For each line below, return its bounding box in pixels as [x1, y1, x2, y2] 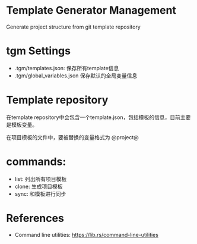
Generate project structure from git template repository [6, 23, 141, 30]
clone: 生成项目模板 [14, 183, 63, 190]
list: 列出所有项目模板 [14, 175, 67, 182]
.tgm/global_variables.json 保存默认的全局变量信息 [14, 72, 138, 79]
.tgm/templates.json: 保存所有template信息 [14, 64, 119, 71]
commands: [6, 155, 66, 168]
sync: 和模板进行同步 [14, 190, 66, 197]
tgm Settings [6, 44, 71, 58]
